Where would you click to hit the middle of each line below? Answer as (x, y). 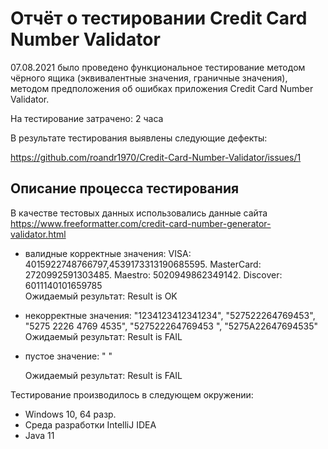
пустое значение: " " (68, 356)
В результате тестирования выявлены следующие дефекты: (139, 138)
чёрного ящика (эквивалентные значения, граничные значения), (149, 78)
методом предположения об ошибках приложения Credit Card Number (162, 88)
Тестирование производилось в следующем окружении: (132, 394)
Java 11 (39, 435)
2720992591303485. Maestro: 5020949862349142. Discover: (153, 274)
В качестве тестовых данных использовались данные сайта (139, 213)
